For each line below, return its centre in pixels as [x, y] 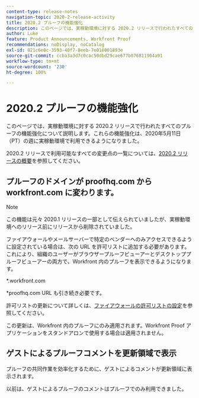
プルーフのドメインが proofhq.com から [79, 181]
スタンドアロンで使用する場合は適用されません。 [107, 333]
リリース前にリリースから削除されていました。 [78, 227]
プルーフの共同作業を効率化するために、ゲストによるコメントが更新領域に [97, 368]
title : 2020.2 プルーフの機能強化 [44, 23]
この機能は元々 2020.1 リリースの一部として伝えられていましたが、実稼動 [96, 219]
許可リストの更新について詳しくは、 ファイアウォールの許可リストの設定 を [97, 305]
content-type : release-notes [42, 12]
